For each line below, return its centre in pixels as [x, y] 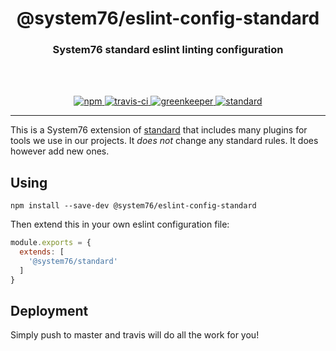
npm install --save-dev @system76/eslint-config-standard [133, 206]
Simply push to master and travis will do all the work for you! [135, 335]
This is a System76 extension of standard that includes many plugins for [159, 130]
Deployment [49, 311]
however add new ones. [60, 151]
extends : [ [42, 252]
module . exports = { [51, 243]
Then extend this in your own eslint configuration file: [120, 224]
